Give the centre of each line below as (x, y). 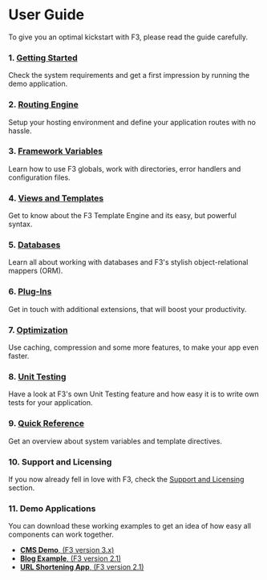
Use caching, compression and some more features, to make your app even (133, 347)
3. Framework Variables (55, 152)
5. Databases (34, 245)
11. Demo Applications (52, 509)
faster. (19, 356)
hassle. (20, 131)
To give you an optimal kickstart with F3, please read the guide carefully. (128, 37)
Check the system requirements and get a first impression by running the (129, 75)
